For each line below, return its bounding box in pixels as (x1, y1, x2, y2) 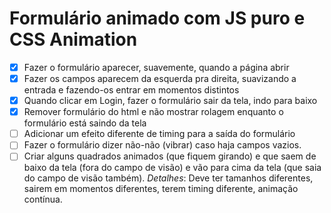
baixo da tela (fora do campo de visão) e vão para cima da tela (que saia (23, 162, 322, 174)
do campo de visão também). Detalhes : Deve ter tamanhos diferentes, (23, 172, 314, 184)
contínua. (23, 193, 63, 206)
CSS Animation (9, 28, 138, 51)
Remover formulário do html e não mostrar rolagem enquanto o (23, 106, 284, 118)
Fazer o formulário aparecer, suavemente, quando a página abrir (23, 61, 290, 73)
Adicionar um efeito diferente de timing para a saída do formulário (23, 128, 296, 140)
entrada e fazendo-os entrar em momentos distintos (23, 84, 240, 96)
